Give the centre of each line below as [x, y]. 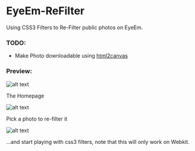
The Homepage [25, 96]
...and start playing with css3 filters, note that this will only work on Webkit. [98, 141]
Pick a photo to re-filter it [37, 119]
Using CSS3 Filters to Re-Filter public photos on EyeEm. [75, 27]
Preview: [19, 71]
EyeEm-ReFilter [45, 11]
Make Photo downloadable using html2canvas [71, 56]
